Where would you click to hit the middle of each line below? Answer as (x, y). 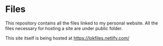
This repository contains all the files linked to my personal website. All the (82, 23)
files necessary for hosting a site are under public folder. (64, 28)
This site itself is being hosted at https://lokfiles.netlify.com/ (67, 38)
